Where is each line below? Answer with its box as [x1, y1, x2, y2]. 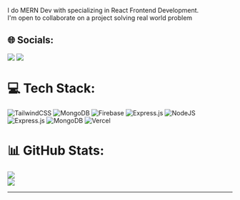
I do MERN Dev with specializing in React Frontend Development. [7, 6, 199, 14]
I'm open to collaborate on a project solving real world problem [7, 14, 193, 22]
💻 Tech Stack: [7, 80, 96, 96]
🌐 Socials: [7, 34, 54, 46]
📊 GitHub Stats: [7, 142, 105, 159]
